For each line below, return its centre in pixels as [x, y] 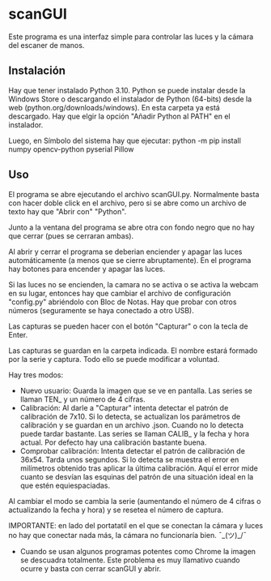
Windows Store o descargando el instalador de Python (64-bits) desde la [130, 99]
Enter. [18, 334]
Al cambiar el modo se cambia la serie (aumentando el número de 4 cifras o [135, 501]
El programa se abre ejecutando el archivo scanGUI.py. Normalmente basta [134, 194]
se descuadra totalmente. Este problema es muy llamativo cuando [130, 560]
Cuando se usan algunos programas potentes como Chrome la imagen [138, 551]
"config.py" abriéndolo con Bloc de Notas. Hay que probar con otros [123, 302]
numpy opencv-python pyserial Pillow [72, 149]
